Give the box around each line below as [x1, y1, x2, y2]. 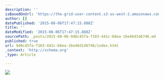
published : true [5, 39, 38, 44]
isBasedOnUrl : [5, 12, 34, 16]
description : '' [5, 7, 38, 12]
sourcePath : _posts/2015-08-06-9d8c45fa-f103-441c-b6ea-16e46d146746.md [5, 34, 156, 39]
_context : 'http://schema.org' [5, 48, 69, 52]
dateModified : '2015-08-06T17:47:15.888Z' [5, 30, 93, 34]
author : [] [5, 16, 27, 21]
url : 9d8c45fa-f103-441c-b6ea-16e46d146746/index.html [5, 43, 119, 48]
